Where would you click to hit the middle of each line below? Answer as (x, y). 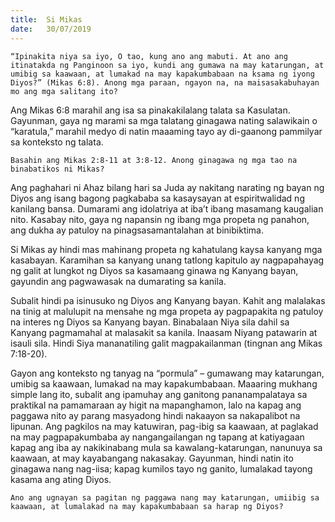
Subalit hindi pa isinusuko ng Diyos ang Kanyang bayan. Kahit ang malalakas (168, 300)
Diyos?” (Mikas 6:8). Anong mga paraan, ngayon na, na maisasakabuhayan (165, 82)
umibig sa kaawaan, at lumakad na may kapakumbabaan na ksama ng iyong (162, 74)
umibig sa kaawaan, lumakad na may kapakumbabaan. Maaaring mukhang (164, 383)
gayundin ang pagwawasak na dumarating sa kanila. (118, 281)
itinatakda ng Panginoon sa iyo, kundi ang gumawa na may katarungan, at (167, 65)
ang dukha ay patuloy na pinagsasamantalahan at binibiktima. (137, 230)
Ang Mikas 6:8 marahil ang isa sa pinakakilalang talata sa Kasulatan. (150, 110)
